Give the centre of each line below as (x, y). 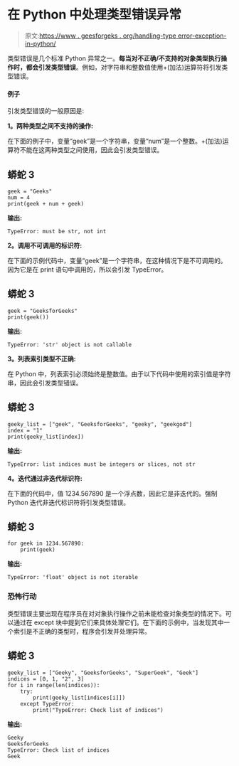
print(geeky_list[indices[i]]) (79, 698)
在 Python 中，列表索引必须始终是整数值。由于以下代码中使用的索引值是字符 (119, 373)
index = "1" (25, 430)
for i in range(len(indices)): (54, 685)
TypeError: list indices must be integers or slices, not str (101, 464)
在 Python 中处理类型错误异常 (95, 15)
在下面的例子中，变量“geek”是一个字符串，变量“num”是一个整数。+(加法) (115, 141)
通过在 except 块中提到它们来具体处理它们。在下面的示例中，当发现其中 (118, 622)
